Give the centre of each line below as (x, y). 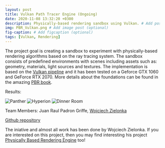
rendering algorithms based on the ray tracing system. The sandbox (74, 56)
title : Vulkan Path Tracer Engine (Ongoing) (51, 14)
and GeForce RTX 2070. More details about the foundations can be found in (82, 77)
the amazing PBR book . (29, 82)
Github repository (23, 120)
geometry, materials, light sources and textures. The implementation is (76, 66)
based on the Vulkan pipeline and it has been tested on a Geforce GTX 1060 (82, 72)
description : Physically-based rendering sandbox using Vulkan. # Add (79, 23)
